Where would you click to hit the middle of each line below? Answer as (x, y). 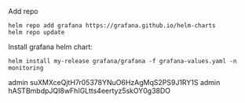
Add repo (23, 11)
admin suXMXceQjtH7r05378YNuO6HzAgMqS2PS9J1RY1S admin (114, 82)
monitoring (26, 68)
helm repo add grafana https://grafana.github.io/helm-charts (112, 26)
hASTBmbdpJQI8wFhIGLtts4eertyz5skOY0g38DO (90, 91)
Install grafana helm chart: (50, 47)
